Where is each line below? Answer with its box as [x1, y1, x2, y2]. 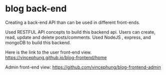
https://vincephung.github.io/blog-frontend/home [5, 54, 107, 60]
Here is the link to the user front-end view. [5, 49, 92, 55]
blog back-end [5, 3, 67, 14]
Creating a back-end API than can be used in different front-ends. [5, 19, 141, 25]
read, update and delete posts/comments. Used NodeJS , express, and [5, 34, 151, 40]
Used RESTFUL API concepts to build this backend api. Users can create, [5, 29, 156, 35]
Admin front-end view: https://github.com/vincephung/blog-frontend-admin [5, 64, 161, 70]
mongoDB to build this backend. [5, 39, 71, 45]
